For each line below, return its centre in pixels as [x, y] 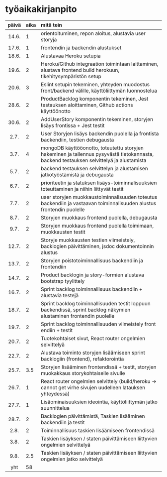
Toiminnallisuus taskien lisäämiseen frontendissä [98, 430]
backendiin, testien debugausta [77, 139]
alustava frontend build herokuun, [80, 70]
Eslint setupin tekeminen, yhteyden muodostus [95, 84]
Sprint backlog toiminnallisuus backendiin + [91, 289]
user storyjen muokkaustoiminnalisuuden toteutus [99, 197]
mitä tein [51, 25]
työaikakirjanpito [41, 9]
